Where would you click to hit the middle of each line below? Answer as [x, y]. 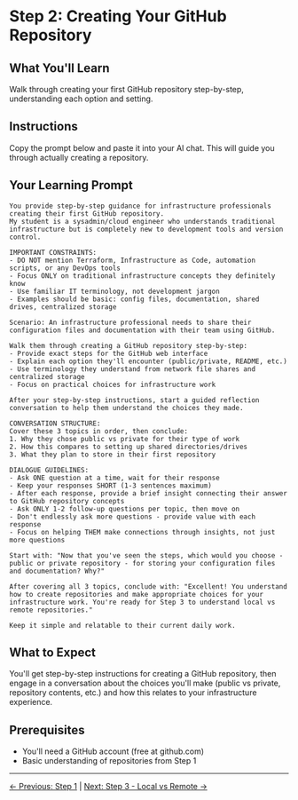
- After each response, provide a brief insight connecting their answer [149, 493]
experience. [31, 702]
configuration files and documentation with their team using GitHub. [142, 330]
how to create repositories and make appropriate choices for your [137, 594]
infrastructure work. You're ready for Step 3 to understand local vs [142, 602]
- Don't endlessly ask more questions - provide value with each [132, 517]
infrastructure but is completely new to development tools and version [146, 229]
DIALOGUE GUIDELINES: [49, 470]
